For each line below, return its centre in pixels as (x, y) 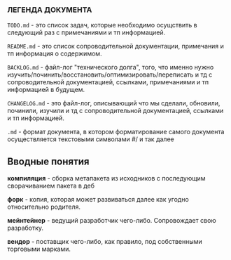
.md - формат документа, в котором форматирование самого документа (116, 132)
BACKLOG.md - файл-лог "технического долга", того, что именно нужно (111, 67)
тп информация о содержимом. (55, 53)
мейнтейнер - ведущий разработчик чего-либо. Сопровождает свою (112, 221)
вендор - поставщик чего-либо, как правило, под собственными (105, 242)
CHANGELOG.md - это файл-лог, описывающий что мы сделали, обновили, (114, 103)
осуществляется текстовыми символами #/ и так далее (91, 139)
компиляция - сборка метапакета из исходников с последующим (106, 178)
